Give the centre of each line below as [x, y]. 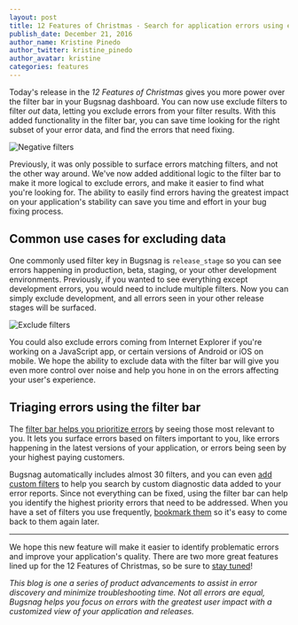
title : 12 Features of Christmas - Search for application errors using [146, 26]
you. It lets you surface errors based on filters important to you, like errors [145, 438]
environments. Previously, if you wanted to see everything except [129, 279]
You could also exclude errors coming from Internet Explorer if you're [136, 341]
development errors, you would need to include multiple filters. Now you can [149, 288]
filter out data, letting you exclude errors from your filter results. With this [143, 111]
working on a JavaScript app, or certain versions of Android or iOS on [137, 351]
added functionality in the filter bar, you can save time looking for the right [145, 120]
